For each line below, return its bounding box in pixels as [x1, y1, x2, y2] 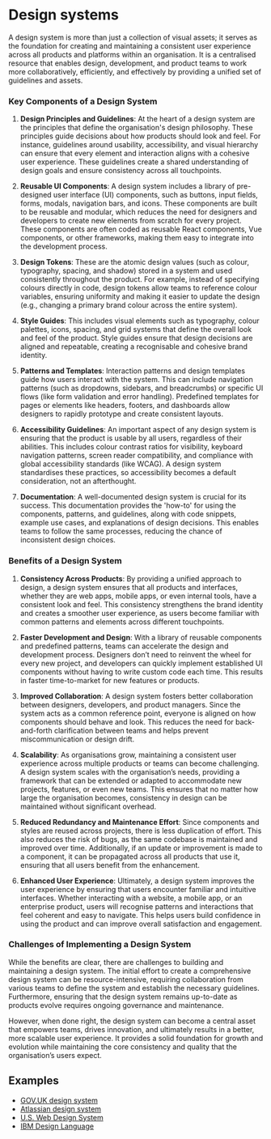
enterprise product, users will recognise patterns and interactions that [19, 901, 254, 912]
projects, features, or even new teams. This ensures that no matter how [19, 784, 259, 794]
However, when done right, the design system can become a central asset [8, 1016, 256, 1026]
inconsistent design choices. [19, 535, 116, 545]
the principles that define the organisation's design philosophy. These [19, 123, 253, 133]
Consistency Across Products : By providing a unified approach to [19, 573, 242, 584]
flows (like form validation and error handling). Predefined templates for [19, 392, 260, 402]
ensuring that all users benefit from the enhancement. [19, 860, 201, 869]
